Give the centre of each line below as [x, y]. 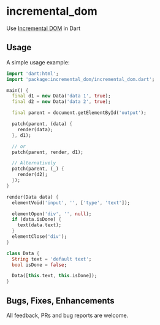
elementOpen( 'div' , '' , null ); [52, 214]
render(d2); [32, 175]
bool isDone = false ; [40, 265]
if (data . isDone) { [37, 220]
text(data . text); [40, 225]
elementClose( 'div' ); [40, 237]
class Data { [23, 253]
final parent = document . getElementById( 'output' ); [79, 113]
